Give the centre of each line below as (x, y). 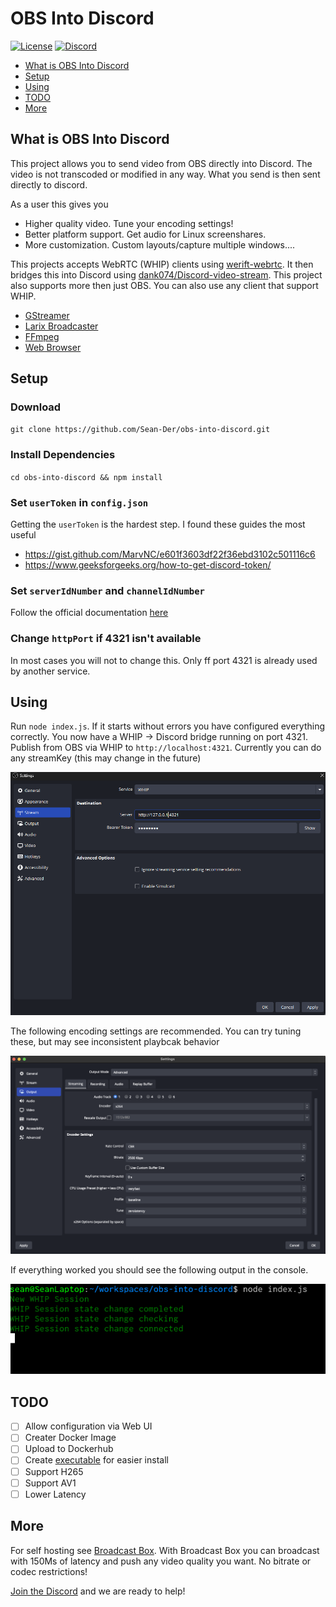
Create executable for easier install (96, 1460)
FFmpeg (42, 336)
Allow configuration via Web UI (88, 1426)
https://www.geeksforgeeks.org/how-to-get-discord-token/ (148, 565)
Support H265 (54, 1471)
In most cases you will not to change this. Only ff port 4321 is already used (164, 660)
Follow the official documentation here (89, 613)
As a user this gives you (59, 204)
